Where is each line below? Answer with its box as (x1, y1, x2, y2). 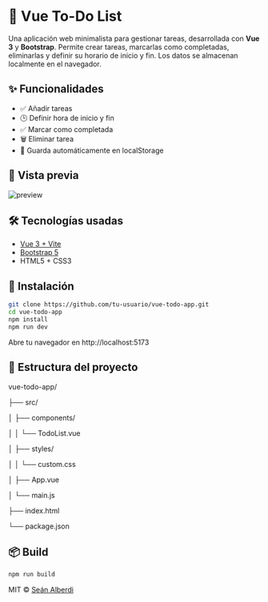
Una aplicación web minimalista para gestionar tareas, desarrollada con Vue (8, 34, 260, 43)
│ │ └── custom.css (8, 459, 76, 468)
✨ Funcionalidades (8, 82, 104, 96)
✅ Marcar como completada (19, 124, 114, 134)
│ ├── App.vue (8, 475, 60, 484)
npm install (8, 315, 48, 323)
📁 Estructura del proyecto (8, 361, 138, 374)
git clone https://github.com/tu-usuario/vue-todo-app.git (8, 301, 210, 309)
